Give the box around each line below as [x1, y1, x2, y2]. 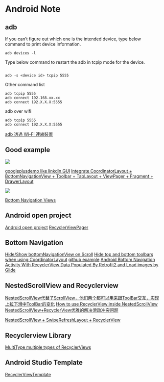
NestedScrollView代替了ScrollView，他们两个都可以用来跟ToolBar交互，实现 [5, 295, 159, 301]
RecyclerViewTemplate [5, 371, 51, 377]
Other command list [5, 82, 45, 87]
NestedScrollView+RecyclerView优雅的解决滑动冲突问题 [5, 307, 118, 313]
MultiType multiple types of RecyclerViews [5, 344, 92, 350]
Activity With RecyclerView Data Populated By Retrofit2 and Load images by [5, 262, 159, 268]
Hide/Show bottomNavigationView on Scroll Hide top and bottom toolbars [5, 252, 153, 257]
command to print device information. [5, 41, 81, 47]
